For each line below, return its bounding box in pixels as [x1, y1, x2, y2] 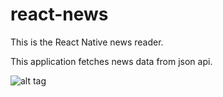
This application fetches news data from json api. [10, 55, 213, 67]
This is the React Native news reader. [10, 36, 164, 48]
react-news [10, 3, 109, 26]
